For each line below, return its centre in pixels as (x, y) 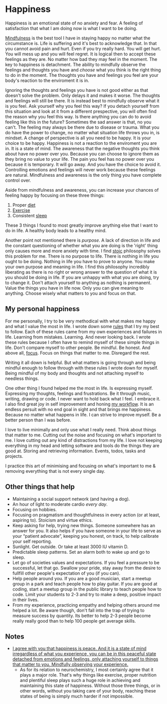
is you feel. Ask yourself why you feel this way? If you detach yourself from (82, 106)
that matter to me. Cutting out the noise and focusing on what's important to (83, 435)
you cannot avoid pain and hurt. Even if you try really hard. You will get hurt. (83, 48)
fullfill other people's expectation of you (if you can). (66, 573)
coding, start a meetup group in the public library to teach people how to (87, 589)
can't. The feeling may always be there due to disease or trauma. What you (82, 127)
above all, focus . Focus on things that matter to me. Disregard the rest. (78, 352)
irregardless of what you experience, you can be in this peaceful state (84, 654)
